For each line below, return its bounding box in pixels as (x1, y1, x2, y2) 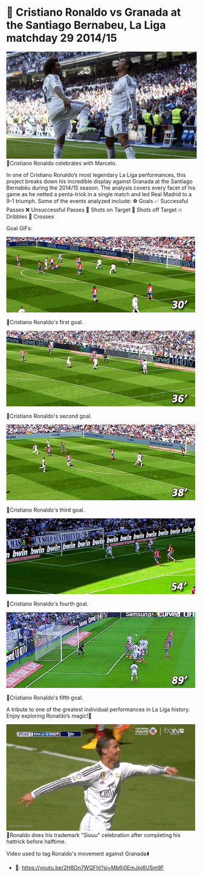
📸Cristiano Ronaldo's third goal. (6, 506, 85, 514)
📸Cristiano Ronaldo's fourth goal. (6, 600, 89, 607)
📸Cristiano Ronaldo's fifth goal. (6, 694, 83, 701)
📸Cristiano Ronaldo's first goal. (6, 319, 83, 326)
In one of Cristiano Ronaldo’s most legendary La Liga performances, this (6, 171, 186, 179)
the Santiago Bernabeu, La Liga (6, 18, 166, 32)
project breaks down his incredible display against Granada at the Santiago (6, 178, 193, 185)
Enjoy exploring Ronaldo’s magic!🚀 (6, 712, 92, 720)
